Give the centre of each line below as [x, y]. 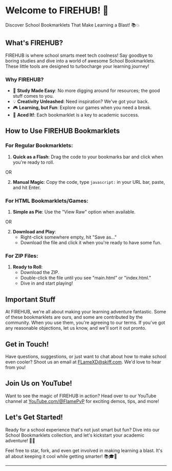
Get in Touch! [27, 344]
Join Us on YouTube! [39, 383]
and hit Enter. [27, 187]
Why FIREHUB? [25, 79]
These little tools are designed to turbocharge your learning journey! [77, 66]
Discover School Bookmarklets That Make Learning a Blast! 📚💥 [72, 25]
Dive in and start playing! [47, 283]
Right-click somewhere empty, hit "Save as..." [68, 237]
